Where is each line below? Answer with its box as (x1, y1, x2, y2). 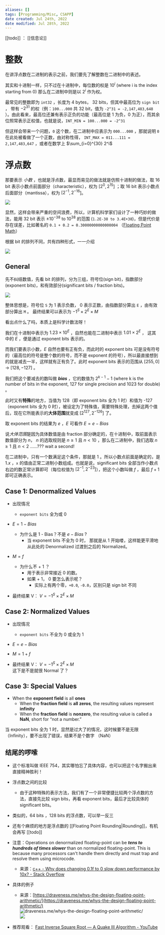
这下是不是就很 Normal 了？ (12, 668, 69, 673)
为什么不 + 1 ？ (19, 563, 50, 569)
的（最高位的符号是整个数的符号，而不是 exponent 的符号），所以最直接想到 (5, 352, 159, 358)
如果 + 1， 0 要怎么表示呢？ (27, 576, 83, 582)
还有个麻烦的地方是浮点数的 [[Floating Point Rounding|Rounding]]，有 (12, 823, 154, 829)
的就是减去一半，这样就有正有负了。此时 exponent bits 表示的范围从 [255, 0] (5, 359, 160, 365)
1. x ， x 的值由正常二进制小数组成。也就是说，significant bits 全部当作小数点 (5, 460, 159, 466)
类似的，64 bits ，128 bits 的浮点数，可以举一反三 (12, 812, 114, 818)
